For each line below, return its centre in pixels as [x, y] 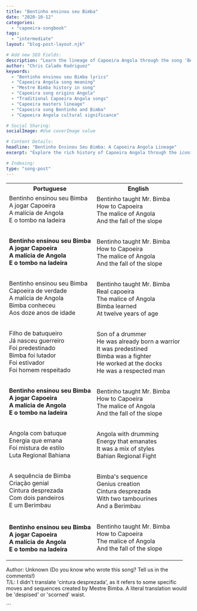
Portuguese [50, 189]
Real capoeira [116, 291]
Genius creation [118, 484]
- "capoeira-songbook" [39, 28]
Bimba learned [116, 306]
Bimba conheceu [32, 305]
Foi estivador [27, 362]
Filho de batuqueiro [36, 333]
